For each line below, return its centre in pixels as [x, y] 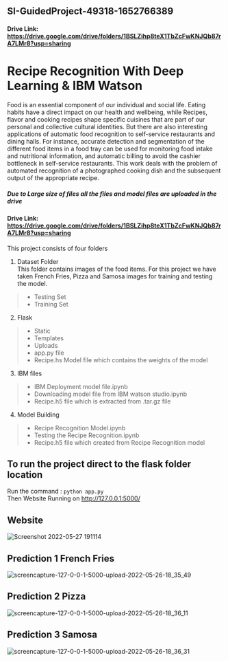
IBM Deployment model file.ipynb [81, 386]
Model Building [38, 415]
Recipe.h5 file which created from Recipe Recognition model [119, 442]
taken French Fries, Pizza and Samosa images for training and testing [115, 276]
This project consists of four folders [58, 248]
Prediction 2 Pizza [47, 596]
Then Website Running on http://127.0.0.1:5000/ [74, 498]
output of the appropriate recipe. [53, 177]
